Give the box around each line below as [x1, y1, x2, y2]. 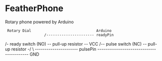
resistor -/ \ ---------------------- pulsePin [11, 46, 97, 52]
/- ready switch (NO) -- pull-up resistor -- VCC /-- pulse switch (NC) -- [5, 41, 147, 46]
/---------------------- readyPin [44, 32, 114, 37]
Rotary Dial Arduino [7, 28, 112, 33]
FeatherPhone [5, 3, 64, 14]
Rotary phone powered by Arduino [5, 19, 74, 25]
